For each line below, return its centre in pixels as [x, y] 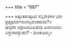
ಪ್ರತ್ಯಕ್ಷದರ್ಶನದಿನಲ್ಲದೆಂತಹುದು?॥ [29, 22]
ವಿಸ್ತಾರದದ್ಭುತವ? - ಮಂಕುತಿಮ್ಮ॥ [29, 33]
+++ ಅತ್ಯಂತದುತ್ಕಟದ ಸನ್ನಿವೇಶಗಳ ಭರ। [34, 16]
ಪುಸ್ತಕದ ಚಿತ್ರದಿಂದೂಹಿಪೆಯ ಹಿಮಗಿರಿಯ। [33, 27]
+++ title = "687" [22, 7]
